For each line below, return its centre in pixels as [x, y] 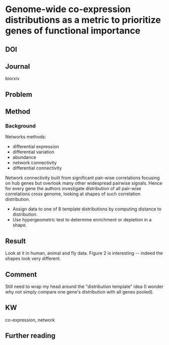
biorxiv [12, 79]
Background [21, 126]
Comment [21, 274]
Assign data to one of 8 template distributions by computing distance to [87, 209]
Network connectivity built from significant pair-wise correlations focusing [82, 178]
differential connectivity [37, 168]
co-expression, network [30, 320]
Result [16, 241]
